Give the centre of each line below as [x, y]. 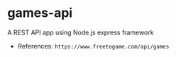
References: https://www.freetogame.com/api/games [93, 46]
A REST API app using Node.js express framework [81, 32]
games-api [40, 13]
